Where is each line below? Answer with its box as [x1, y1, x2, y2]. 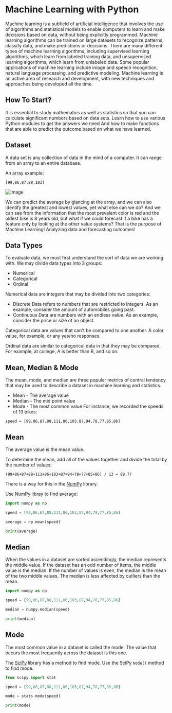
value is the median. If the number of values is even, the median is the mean [5, 567, 166, 573]
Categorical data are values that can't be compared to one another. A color [5, 327, 164, 334]
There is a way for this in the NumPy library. [5, 481, 98, 487]
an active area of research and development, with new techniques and [5, 75, 155, 81]
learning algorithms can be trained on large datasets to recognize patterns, [5, 37, 164, 43]
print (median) [5, 616, 36, 621]
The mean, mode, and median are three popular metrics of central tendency [5, 377, 166, 383]
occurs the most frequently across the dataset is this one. [5, 650, 127, 656]
